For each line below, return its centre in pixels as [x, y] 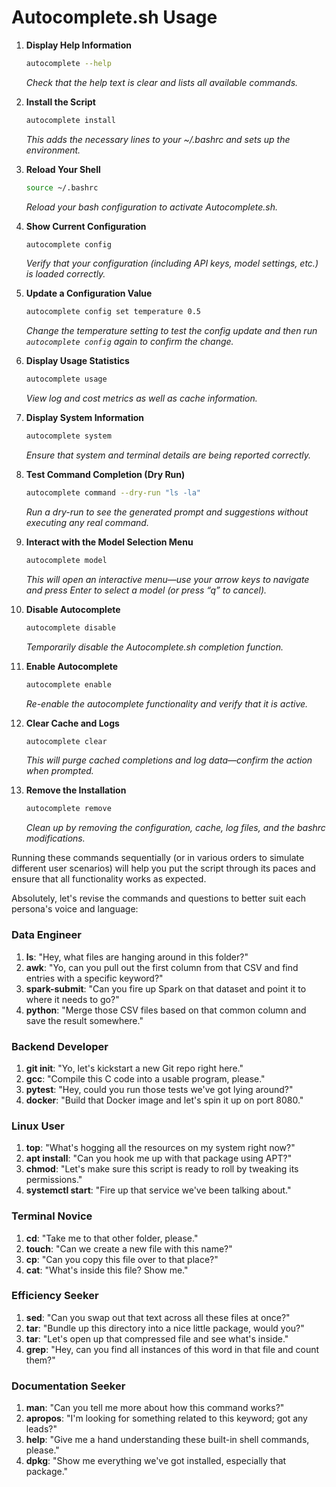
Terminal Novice [52, 1216]
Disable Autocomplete [73, 609]
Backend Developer [60, 1046]
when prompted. [59, 771]
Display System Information [85, 418]
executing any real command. [87, 522]
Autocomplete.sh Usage [114, 17]
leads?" [41, 1429]
